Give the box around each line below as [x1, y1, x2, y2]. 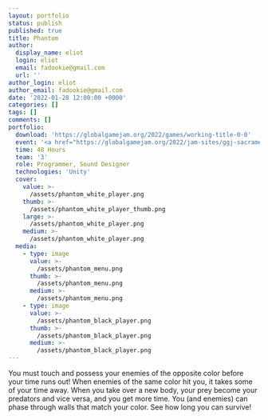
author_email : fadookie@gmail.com [8, 86, 124, 94]
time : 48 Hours [15, 146, 66, 154]
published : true [8, 26, 62, 34]
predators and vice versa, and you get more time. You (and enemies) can [8, 394, 249, 403]
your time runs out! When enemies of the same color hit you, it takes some [8, 377, 253, 386]
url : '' [15, 71, 41, 79]
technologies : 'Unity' [15, 168, 91, 176]
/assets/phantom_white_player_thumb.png [29, 205, 166, 213]
